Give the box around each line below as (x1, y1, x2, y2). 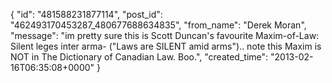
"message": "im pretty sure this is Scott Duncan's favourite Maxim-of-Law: (10, 30, 320, 41)
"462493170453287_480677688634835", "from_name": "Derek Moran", (10, 19, 307, 31)
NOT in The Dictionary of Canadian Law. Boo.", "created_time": (10, 51, 269, 63)
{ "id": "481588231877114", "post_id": (10, 9, 163, 20)
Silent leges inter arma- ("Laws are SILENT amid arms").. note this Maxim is (10, 40, 322, 52)
